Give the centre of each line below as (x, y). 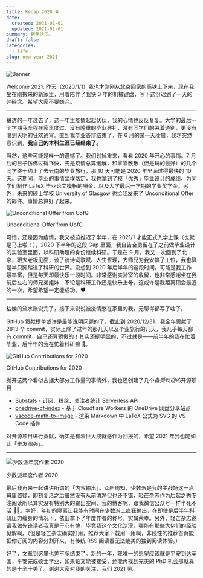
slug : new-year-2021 (32, 57)
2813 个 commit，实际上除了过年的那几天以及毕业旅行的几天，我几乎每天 (97, 329)
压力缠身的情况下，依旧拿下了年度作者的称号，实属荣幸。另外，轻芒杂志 (101, 518)
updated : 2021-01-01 (37, 29)
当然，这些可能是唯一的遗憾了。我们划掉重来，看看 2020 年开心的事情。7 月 (101, 155)
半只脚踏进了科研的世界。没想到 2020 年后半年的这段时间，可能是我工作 (101, 267)
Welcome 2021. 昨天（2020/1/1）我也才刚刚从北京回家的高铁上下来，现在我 (100, 86)
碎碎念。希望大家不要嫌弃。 (41, 101)
